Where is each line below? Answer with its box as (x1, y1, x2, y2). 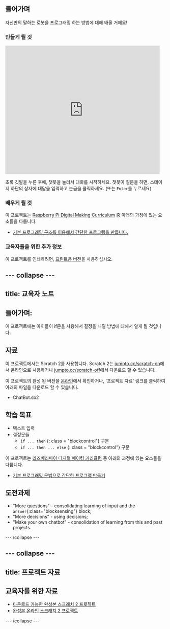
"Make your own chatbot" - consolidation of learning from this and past (12, 519, 163, 525)
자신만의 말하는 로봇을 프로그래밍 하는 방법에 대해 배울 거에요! (5, 19, 128, 26)
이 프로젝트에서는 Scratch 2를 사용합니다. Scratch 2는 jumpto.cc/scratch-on (5, 361, 160, 367)
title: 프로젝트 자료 (5, 568, 61, 576)
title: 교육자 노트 (5, 289, 54, 298)
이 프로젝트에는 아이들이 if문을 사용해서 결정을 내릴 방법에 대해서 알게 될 (5, 323, 148, 329)
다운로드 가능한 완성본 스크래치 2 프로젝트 (12, 601, 96, 608)
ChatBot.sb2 (12, 394, 39, 400)
